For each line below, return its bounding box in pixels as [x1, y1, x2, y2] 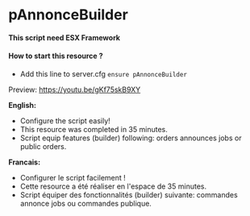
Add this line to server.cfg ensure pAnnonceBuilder [19, 69, 188, 78]
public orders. [19, 141, 67, 151]
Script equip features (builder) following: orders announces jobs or [19, 133, 242, 143]
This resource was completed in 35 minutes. [19, 124, 168, 134]
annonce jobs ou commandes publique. [19, 198, 152, 208]
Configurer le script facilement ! [19, 172, 127, 182]
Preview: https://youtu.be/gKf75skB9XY [8, 85, 141, 94]
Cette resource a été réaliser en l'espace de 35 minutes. [19, 181, 207, 191]
